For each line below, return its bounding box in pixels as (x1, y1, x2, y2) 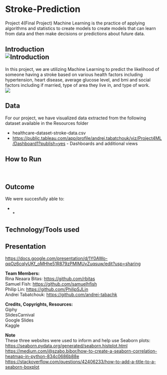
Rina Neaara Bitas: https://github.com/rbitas (5, 276, 95, 282)
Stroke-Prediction (5, 3, 81, 15)
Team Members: (5, 271, 40, 277)
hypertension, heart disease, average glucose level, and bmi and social (5, 76, 151, 83)
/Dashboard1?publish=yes (12, 140, 66, 146)
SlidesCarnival (5, 312, 35, 318)
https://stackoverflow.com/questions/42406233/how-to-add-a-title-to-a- (5, 359, 156, 365)
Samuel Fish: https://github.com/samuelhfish (5, 281, 97, 287)
